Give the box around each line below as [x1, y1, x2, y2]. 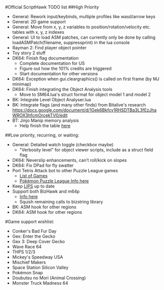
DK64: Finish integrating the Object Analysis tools [12, 87, 113, 92]
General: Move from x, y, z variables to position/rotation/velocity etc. [12, 24, 151, 30]
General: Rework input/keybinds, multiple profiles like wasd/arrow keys [12, 14, 156, 19]
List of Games [19, 173, 48, 178]
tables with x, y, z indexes [12, 29, 65, 35]
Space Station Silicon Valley [12, 265, 69, 270]
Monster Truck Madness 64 [12, 280, 69, 286]
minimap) [12, 81, 31, 87]
